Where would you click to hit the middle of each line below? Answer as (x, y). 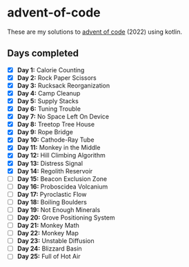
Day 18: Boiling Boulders (52, 202)
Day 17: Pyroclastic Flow (52, 194)
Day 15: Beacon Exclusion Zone (62, 179)
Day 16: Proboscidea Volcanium (62, 186)
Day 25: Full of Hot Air (49, 257)
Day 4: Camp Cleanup (49, 93)
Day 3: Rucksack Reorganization (63, 85)
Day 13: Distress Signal (50, 163)
